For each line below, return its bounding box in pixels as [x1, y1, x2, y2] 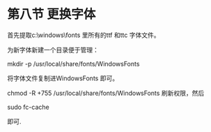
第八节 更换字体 [7, 6, 96, 22]
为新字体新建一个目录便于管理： [7, 45, 99, 54]
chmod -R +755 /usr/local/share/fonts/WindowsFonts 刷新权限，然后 [7, 89, 205, 97]
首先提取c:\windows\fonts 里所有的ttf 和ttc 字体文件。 [7, 31, 160, 39]
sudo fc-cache [7, 103, 50, 111]
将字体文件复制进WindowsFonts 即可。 [7, 74, 119, 82]
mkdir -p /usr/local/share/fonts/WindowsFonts [7, 59, 140, 68]
